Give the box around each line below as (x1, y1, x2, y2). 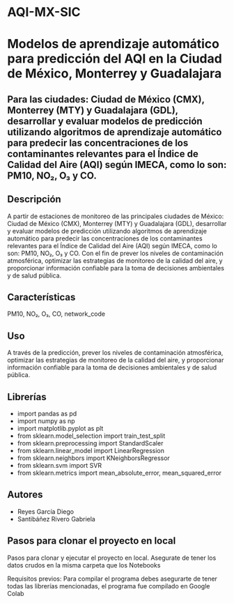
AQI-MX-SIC (7, 4, 81, 20)
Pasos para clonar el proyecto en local (7, 535, 176, 547)
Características (7, 291, 76, 303)
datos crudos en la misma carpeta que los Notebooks (7, 560, 161, 569)
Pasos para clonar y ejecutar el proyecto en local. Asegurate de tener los (7, 554, 217, 562)
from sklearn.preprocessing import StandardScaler (17, 439, 164, 448)
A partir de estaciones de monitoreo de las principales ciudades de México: (7, 212, 224, 220)
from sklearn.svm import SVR (17, 461, 102, 470)
